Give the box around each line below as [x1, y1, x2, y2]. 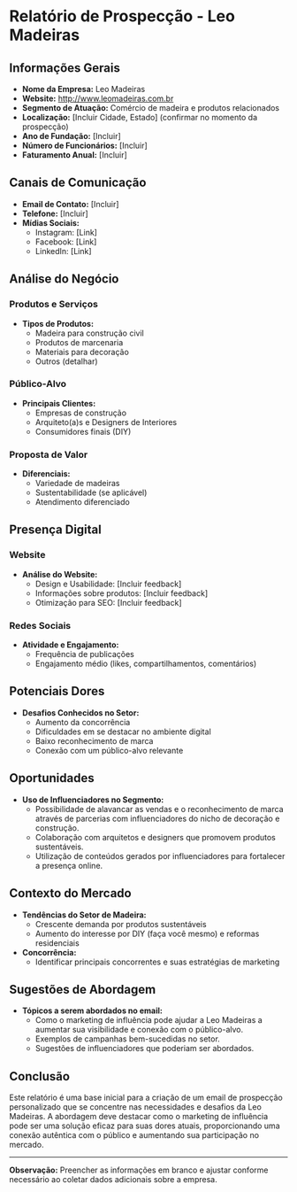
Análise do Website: [21, 569, 98, 579]
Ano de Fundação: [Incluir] [21, 131, 121, 141]
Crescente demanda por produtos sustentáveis [34, 918, 207, 929]
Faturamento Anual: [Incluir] [21, 150, 128, 160]
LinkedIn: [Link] [34, 245, 92, 256]
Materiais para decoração [34, 346, 130, 357]
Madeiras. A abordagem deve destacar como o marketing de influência [9, 1111, 269, 1122]
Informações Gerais [9, 60, 121, 75]
